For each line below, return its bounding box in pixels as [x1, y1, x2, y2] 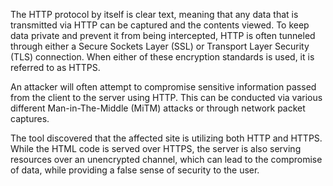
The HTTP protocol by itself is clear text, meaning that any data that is [10, 9, 299, 20]
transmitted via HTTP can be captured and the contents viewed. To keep [10, 19, 310, 31]
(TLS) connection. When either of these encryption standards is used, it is [10, 51, 315, 63]
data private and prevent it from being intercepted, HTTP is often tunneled [10, 30, 316, 41]
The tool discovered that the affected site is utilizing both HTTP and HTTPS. [10, 132, 323, 144]
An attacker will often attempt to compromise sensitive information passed [10, 81, 317, 93]
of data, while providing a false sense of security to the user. [10, 164, 260, 176]
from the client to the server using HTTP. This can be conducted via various [10, 92, 323, 103]
